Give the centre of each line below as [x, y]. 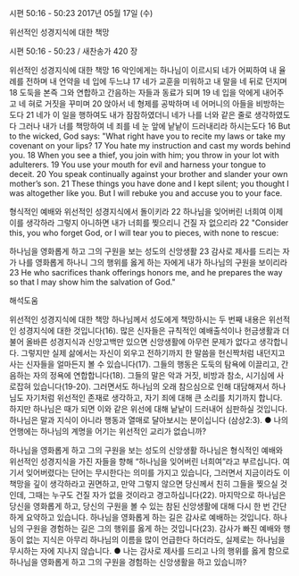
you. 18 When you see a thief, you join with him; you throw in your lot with [144, 155]
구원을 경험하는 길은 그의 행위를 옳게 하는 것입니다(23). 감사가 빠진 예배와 [153, 529]
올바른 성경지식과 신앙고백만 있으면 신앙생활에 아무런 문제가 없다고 [141, 342]
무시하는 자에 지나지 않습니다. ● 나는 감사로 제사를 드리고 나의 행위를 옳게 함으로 [149, 551]
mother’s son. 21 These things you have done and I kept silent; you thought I [149, 183]
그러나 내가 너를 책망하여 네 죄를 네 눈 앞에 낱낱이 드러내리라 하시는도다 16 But [154, 126]
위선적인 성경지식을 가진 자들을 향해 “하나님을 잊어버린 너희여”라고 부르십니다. [145, 462]
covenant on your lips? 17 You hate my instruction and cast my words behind [150, 145]
